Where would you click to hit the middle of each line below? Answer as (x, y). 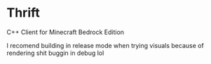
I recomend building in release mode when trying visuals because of (105, 45)
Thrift (23, 13)
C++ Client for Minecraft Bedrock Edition (65, 32)
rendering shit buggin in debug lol (55, 53)
